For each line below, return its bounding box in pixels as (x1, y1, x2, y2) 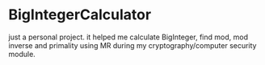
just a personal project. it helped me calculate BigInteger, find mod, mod (8, 32, 249, 42)
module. (8, 49, 36, 59)
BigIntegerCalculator (8, 6, 152, 24)
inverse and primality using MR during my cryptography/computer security (8, 40, 257, 50)
